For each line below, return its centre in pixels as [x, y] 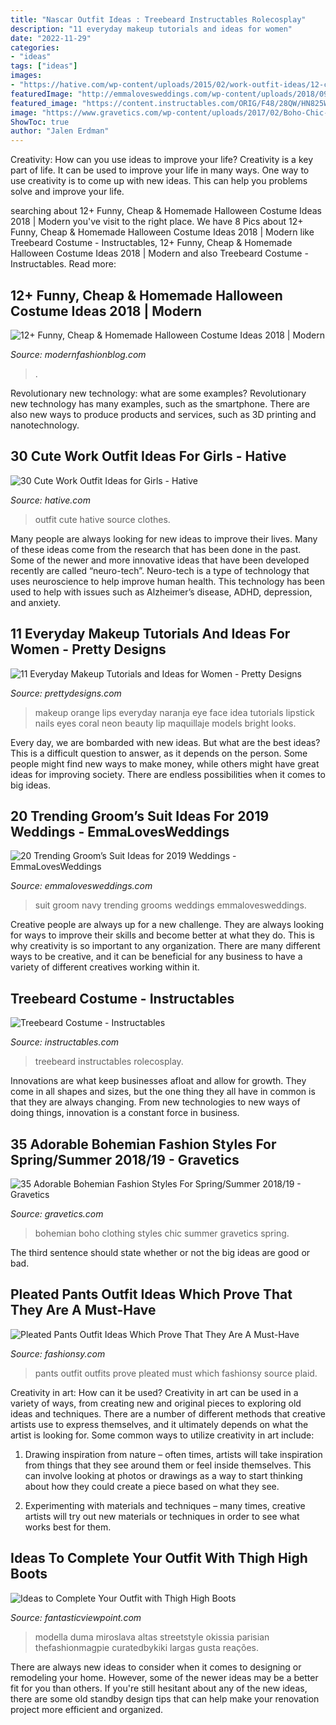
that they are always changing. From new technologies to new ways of [155, 1102]
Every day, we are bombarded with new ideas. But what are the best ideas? [165, 742]
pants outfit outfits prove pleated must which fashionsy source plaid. [176, 1373]
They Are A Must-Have [83, 1310]
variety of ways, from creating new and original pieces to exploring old [156, 1403]
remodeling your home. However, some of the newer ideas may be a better [164, 1677]
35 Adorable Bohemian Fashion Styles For [143, 1144]
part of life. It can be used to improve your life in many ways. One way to [160, 170]
